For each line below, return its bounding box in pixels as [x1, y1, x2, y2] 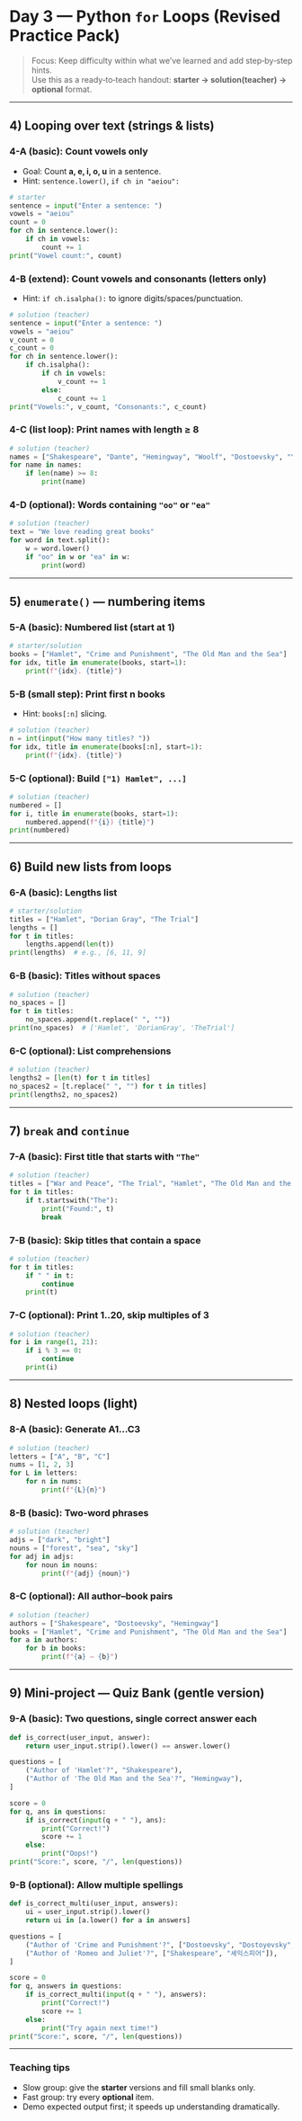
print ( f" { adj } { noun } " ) [41, 1569, 130, 1578]
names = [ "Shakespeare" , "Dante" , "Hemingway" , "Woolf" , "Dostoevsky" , [9, 452, 283, 461]
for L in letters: [9, 1468, 78, 1478]
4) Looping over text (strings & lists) [9, 119, 215, 134]
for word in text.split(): [9, 536, 111, 545]
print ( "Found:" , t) [41, 1204, 115, 1213]
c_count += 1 [57, 394, 106, 403]
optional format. [31, 84, 93, 94]
